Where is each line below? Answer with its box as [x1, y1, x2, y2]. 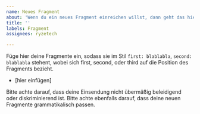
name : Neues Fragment [6, 8, 60, 15]
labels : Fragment [6, 25, 49, 32]
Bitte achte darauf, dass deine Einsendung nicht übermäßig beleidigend [6, 88, 182, 95]
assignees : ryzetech [6, 31, 58, 37]
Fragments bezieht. [6, 65, 54, 72]
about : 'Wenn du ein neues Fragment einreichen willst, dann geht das [6, 14, 185, 20]
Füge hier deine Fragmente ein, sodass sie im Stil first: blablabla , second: [6, 53, 192, 60]
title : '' [6, 20, 31, 26]
